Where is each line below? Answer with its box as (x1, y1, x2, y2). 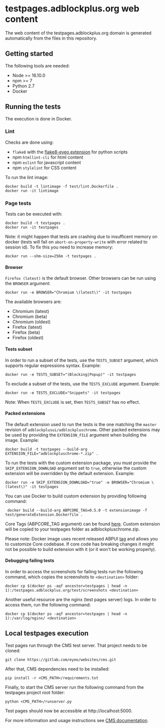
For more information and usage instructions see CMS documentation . (5, 717, 149, 723)
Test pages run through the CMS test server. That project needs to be (5, 642, 147, 648)
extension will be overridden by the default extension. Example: (5, 470, 135, 476)
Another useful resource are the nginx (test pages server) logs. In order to (5, 596, 156, 603)
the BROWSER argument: (5, 281, 51, 287)
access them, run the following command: (5, 602, 91, 607)
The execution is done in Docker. (5, 116, 72, 121)
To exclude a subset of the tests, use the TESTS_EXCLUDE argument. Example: (5, 380, 160, 387)
